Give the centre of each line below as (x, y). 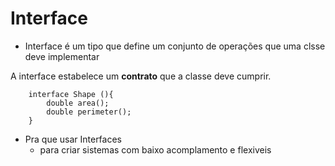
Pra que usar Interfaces (73, 139)
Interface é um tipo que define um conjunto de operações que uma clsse (175, 46)
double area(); (78, 103)
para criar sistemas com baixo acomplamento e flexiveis (155, 149)
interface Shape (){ (71, 94)
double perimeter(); (89, 112)
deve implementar (62, 56)
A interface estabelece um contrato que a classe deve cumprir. (141, 76)
